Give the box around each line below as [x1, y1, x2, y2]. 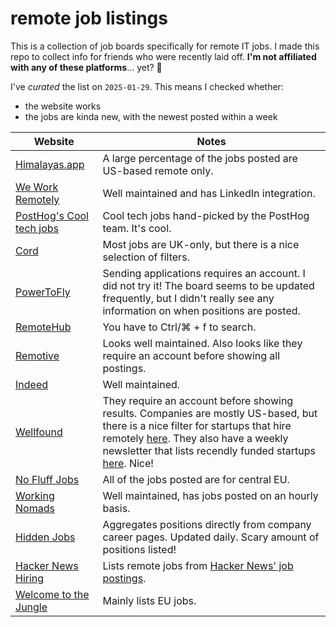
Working [15, 488, 55, 502]
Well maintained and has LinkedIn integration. [102, 186, 316, 200]
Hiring [15, 571, 45, 585]
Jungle [15, 600, 48, 614]
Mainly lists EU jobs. [102, 593, 197, 607]
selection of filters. [102, 250, 190, 264]
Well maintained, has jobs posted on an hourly [102, 488, 319, 502]
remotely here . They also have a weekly [102, 431, 289, 445]
